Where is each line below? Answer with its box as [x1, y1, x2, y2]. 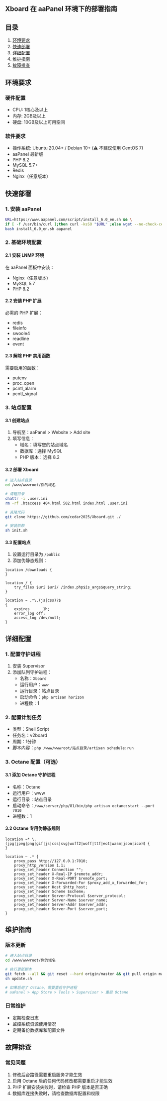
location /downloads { [5, 567, 52, 572]
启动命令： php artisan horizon [19, 694, 84, 700]
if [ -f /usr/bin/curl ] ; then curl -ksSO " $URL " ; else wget [5, 221, 133, 226]
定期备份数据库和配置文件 [12, 1027, 65, 1033]
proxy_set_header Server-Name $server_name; [14, 897, 108, 902]
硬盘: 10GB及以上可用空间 [12, 119, 65, 125]
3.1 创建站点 [5, 417, 30, 423]
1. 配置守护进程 [5, 651, 41, 658]
